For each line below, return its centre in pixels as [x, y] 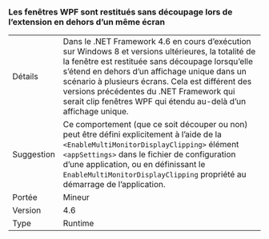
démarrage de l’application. [114, 185]
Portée [25, 197]
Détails [25, 77]
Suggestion [34, 154]
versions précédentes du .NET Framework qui [149, 92]
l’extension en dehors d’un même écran [87, 22]
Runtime [78, 224]
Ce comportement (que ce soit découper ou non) [155, 125]
